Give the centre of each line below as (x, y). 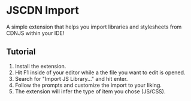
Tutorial (21, 52)
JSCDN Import (43, 10)
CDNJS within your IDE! (35, 33)
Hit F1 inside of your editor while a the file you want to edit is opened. (100, 72)
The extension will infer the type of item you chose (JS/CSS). (90, 91)
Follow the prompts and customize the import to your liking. (88, 85)
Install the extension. (40, 66)
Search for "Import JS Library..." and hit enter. (71, 78)
